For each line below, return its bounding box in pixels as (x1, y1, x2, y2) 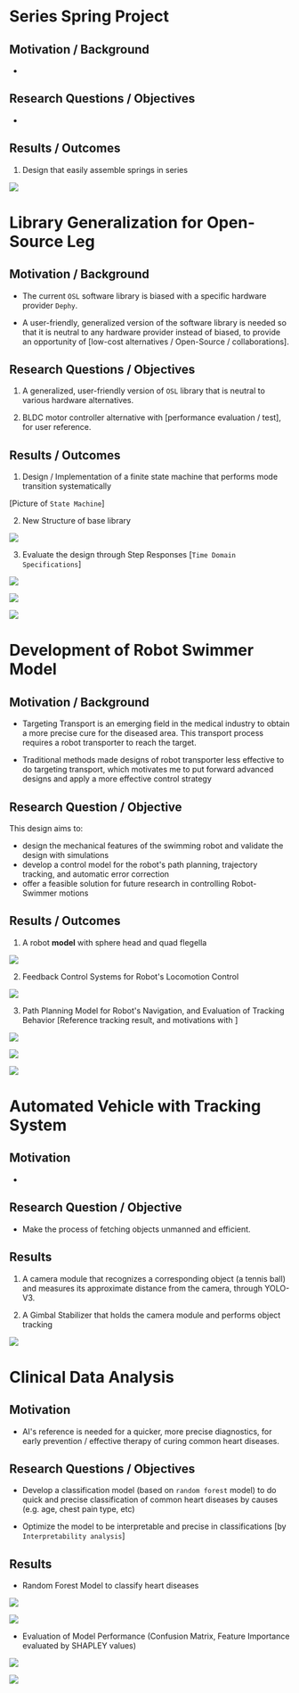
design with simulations (21, 850, 109, 861)
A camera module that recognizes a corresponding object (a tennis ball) (21, 1273, 287, 1284)
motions (59, 888, 89, 898)
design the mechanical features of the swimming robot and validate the (21, 840, 284, 851)
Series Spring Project (9, 6, 169, 27)
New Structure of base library (21, 516, 132, 526)
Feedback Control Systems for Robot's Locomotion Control (21, 970, 239, 982)
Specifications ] (21, 559, 82, 570)
